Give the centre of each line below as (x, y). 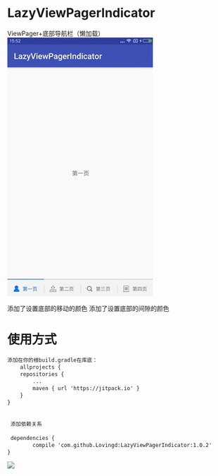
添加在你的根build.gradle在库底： (52, 360)
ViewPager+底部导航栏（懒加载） (56, 33)
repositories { (42, 374)
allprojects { (40, 367)
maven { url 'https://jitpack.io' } (86, 388)
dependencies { (32, 438)
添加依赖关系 (26, 424)
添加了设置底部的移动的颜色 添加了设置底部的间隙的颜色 (88, 308)
